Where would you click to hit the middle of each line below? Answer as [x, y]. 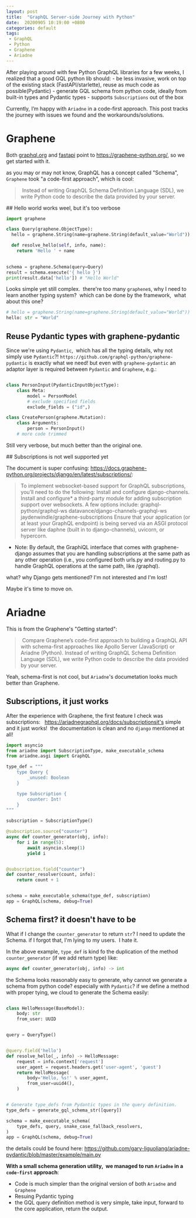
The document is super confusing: [48, 468]
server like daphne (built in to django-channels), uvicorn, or [92, 529]
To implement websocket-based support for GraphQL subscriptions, [103, 486]
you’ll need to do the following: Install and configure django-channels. [105, 492]
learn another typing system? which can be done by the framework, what [96, 296]
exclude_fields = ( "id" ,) [59, 407]
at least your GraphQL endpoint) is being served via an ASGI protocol [104, 523]
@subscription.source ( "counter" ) [47, 832]
